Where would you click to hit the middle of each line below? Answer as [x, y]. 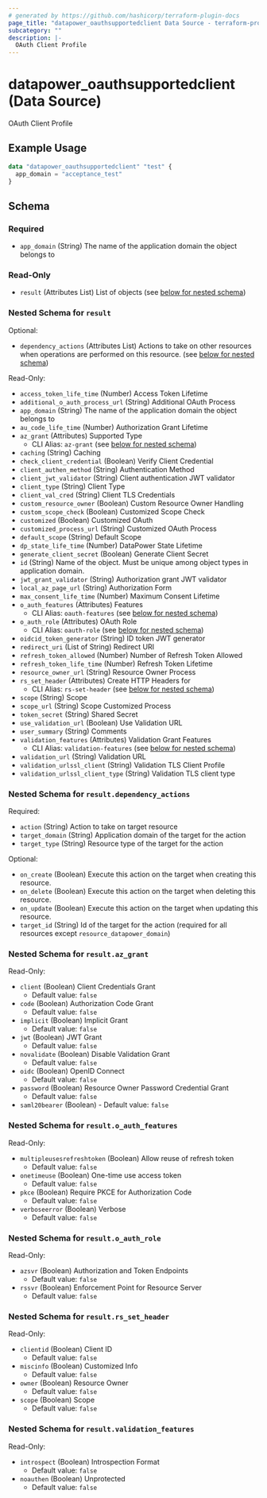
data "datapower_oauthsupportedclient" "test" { [90, 166]
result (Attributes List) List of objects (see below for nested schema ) [133, 292]
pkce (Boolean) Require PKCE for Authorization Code [106, 1192]
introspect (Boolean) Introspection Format [90, 1461]
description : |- [35, 38]
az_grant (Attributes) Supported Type [81, 435]
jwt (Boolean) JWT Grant [61, 1037]
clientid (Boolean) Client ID [66, 1349]
